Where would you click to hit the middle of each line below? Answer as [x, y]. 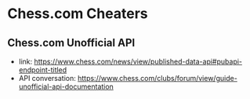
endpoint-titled [43, 70]
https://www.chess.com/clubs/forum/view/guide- [158, 78]
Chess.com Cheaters [78, 14]
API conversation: [47, 78]
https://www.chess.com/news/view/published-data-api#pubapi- [138, 61]
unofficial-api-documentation [66, 86]
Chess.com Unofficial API [71, 43]
